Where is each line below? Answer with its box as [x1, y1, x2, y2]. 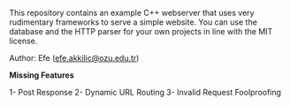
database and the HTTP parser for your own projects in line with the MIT [9, 26, 273, 36]
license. [9, 35, 38, 46]
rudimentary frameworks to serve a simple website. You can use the [9, 17, 258, 27]
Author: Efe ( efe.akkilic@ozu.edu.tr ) [9, 53, 140, 63]
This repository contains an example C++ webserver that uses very [9, 8, 255, 18]
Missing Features [9, 70, 74, 80]
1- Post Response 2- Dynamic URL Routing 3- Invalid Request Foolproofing [9, 87, 281, 97]
